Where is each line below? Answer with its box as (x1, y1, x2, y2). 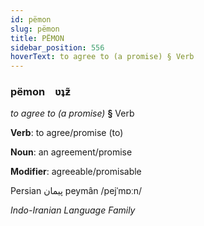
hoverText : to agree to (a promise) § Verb (10, 52, 195, 62)
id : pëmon (10, 14, 52, 25)
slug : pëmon (10, 24, 60, 34)
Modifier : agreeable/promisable (10, 166, 142, 178)
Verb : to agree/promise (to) (10, 127, 124, 139)
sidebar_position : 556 (10, 42, 105, 53)
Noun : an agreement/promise (10, 146, 133, 158)
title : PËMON (10, 33, 65, 43)
